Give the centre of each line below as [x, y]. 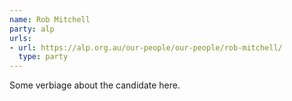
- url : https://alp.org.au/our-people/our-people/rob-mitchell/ [146, 47]
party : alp [32, 29]
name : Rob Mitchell [50, 19]
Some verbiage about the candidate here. [95, 85]
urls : [20, 38]
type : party [43, 57]
